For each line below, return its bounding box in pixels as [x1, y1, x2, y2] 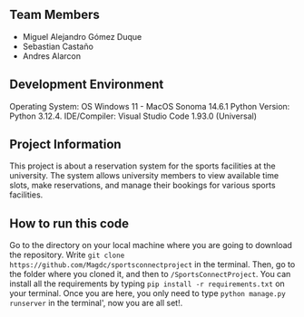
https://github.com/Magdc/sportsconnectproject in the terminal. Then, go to [9, 259, 296, 270]
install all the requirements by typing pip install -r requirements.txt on [9, 278, 286, 289]
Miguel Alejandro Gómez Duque [22, 31, 142, 42]
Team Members [9, 7, 100, 23]
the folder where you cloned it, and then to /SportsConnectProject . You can [9, 269, 291, 280]
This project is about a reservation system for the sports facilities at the [9, 160, 276, 171]
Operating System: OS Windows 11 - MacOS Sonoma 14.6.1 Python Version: [9, 101, 290, 111]
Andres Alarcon [22, 50, 82, 62]
